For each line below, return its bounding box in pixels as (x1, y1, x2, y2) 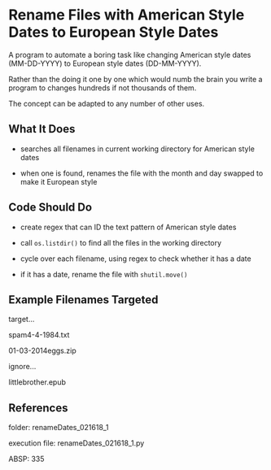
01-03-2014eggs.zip (8, 346, 76, 355)
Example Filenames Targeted (8, 293, 159, 307)
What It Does (8, 122, 76, 136)
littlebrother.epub (8, 377, 67, 387)
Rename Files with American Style (8, 6, 245, 24)
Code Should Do (8, 201, 92, 215)
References (8, 401, 68, 415)
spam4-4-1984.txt (8, 330, 70, 340)
